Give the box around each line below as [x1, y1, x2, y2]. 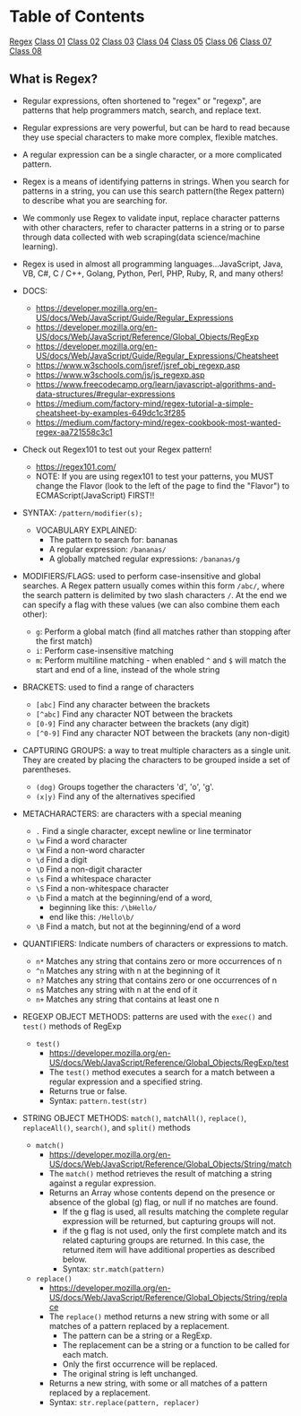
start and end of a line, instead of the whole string [35, 664, 220, 674]
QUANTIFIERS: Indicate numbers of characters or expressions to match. [21, 938, 288, 949]
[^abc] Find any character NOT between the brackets [35, 708, 233, 719]
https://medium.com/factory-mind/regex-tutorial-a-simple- [35, 397, 254, 409]
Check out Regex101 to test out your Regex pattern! [21, 444, 212, 455]
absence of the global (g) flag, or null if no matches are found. [48, 1196, 279, 1207]
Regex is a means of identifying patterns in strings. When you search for [21, 176, 289, 187]
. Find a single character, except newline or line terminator [35, 825, 253, 836]
